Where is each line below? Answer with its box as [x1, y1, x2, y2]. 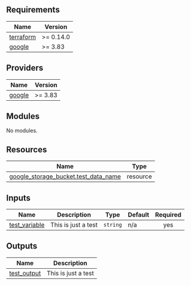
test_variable [9, 221, 45, 229]
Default [128, 211, 150, 219]
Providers [6, 63, 44, 73]
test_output [9, 269, 41, 277]
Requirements [6, 5, 60, 15]
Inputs [6, 193, 31, 203]
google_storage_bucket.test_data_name [9, 172, 122, 181]
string [103, 221, 122, 229]
